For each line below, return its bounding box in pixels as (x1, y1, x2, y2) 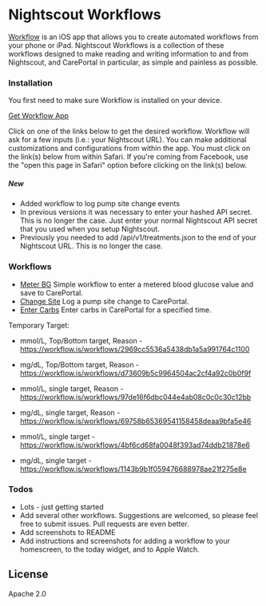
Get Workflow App (8, 111, 69, 121)
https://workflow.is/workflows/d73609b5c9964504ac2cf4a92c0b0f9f (19, 368, 252, 378)
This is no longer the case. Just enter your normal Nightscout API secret (19, 216, 258, 225)
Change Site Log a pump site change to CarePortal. (19, 296, 189, 306)
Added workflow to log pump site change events (19, 199, 181, 208)
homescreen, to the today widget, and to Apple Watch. (19, 545, 200, 554)
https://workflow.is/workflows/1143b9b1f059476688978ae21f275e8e (19, 464, 247, 473)
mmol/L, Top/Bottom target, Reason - (19, 335, 143, 345)
